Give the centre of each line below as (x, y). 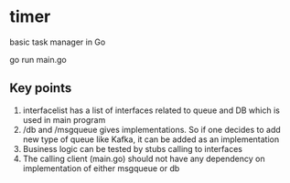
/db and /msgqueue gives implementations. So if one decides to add (151, 129)
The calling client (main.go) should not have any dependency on (144, 158)
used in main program (64, 119)
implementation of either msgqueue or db (101, 168)
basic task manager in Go (58, 42)
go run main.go (38, 59)
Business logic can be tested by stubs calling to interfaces (132, 148)
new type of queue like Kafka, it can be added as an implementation (151, 139)
